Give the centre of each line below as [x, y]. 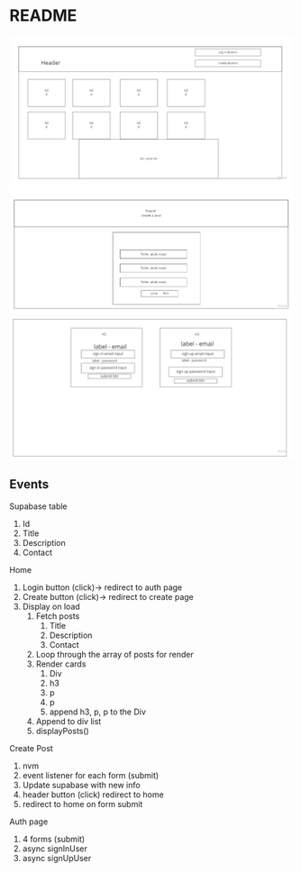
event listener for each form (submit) [91, 775]
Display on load [51, 606]
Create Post [32, 748]
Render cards [61, 664]
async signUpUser [57, 858]
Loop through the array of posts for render [114, 654]
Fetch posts [58, 616]
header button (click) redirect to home [93, 795]
